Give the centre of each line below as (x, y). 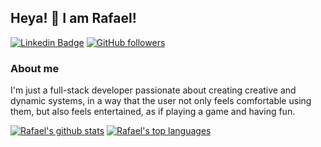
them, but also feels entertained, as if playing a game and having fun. (153, 112)
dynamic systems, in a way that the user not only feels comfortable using (161, 101)
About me (35, 68)
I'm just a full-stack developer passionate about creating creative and (153, 90)
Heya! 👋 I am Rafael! (73, 18)
